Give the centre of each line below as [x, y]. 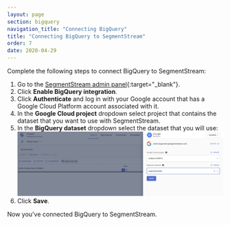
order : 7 [20, 44]
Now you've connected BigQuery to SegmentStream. [82, 214]
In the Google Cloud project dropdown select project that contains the [117, 114]
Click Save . [33, 201]
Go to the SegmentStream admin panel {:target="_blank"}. [99, 84]
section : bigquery [33, 22]
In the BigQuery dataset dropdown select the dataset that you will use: [117, 128]
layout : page [26, 14]
